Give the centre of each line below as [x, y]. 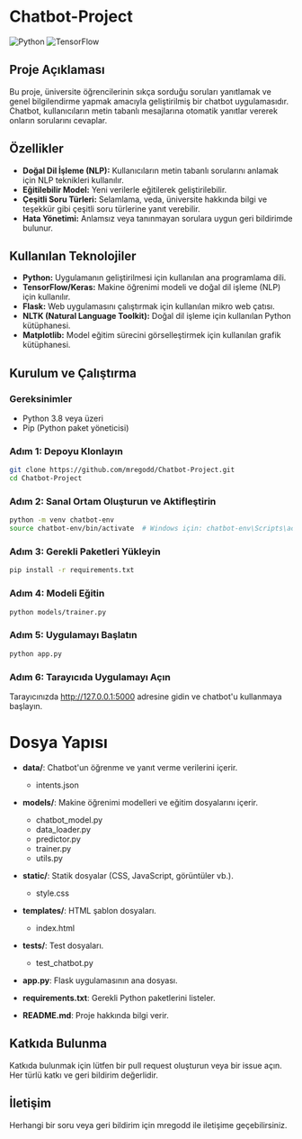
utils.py [49, 858]
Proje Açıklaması [57, 70]
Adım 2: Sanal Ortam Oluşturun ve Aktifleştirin [113, 502]
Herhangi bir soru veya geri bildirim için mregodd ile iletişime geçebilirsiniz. [148, 1125]
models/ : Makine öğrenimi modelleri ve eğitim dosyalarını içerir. [140, 802]
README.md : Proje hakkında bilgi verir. [95, 1015]
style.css [53, 893]
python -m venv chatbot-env [62, 520]
